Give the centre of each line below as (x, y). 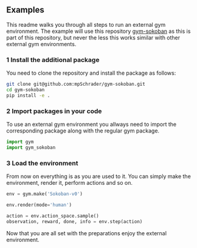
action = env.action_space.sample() (53, 216)
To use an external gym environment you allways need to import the (92, 125)
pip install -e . (28, 95)
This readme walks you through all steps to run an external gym (86, 24)
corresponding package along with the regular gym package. (83, 131)
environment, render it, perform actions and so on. (69, 183)
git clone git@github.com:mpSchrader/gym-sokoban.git (76, 84)
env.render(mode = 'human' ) (39, 205)
